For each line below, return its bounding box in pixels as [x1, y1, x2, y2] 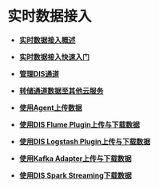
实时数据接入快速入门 [18, 52, 89, 61]
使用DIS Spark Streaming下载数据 [18, 170, 133, 180]
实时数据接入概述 [18, 35, 76, 45]
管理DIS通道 [18, 69, 60, 78]
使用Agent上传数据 [18, 103, 82, 112]
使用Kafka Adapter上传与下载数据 [18, 153, 133, 163]
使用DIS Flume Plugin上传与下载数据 [18, 119, 141, 129]
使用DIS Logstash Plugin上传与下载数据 [18, 136, 151, 146]
